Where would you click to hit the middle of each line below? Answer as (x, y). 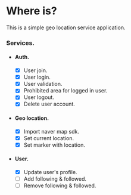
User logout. (39, 97)
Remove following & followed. (60, 185)
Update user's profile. (50, 172)
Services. (20, 43)
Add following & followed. (55, 179)
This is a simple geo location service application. (66, 27)
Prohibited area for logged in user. (65, 91)
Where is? (32, 11)
